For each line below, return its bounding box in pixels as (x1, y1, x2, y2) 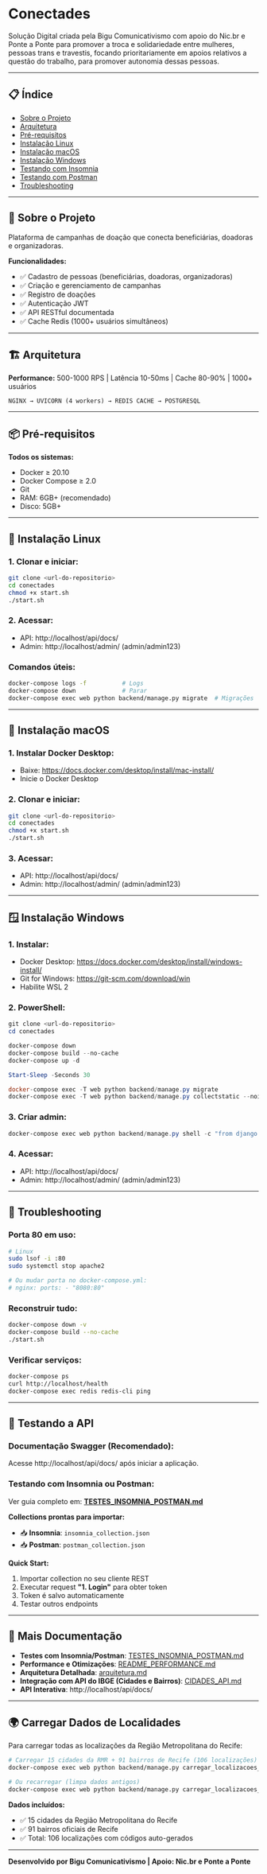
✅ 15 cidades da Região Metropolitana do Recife (19, 1815, 178, 1825)
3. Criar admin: (8, 1111, 68, 1122)
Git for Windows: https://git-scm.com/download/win (19, 974, 191, 983)
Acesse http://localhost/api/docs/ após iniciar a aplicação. (8, 1459, 199, 1468)
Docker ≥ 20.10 (19, 468, 70, 477)
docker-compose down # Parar (8, 686, 148, 694)
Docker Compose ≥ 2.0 (19, 476, 97, 486)
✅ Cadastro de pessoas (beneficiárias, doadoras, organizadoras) (19, 271, 233, 281)
